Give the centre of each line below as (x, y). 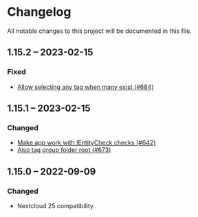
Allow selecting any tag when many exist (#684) (85, 87)
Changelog (39, 12)
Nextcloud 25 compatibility (55, 206)
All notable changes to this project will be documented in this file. (100, 31)
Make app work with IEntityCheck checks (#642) (86, 143)
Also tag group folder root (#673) (64, 150)
